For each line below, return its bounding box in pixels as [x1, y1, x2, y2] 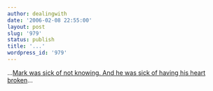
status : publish [7, 36, 55, 43]
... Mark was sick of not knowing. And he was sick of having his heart [7, 68, 206, 77]
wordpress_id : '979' [7, 50, 68, 57]
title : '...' [7, 43, 46, 50]
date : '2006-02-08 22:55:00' [7, 17, 92, 24]
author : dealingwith [7, 10, 68, 17]
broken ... [7, 76, 33, 84]
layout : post [7, 23, 46, 30]
